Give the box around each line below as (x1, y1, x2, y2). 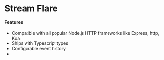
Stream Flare (4, 3, 58, 14)
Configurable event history (11, 46, 66, 52)
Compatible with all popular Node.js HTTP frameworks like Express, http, (11, 30, 160, 36)
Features (4, 19, 23, 25)
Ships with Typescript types (11, 40, 68, 46)
